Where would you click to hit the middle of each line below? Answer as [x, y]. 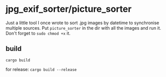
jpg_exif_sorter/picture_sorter [69, 9]
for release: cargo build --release [41, 69]
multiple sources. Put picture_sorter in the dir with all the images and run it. [83, 28]
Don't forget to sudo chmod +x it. [38, 33]
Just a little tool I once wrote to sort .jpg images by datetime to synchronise [83, 23]
